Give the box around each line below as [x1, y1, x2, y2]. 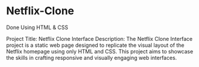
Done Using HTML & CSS [6, 24, 69, 31]
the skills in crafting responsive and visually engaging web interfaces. [6, 54, 177, 61]
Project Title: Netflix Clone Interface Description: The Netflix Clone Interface [6, 35, 192, 42]
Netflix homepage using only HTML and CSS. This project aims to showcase [6, 47, 194, 55]
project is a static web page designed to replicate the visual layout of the [6, 42, 185, 49]
